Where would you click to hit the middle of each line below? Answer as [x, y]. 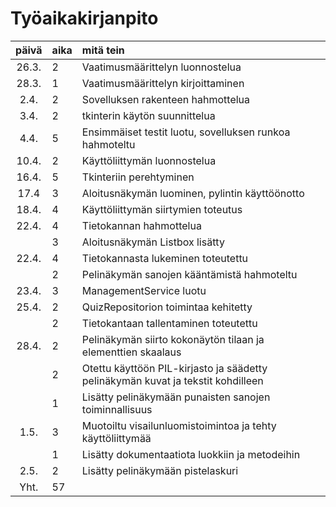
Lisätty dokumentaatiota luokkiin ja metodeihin [191, 454]
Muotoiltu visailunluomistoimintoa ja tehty [179, 425]
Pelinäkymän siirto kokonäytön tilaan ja [173, 339]
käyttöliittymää [116, 438]
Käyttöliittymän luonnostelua [149, 160]
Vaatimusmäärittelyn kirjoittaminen [163, 83]
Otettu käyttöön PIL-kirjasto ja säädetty [174, 368]
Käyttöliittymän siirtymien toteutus [162, 209]
